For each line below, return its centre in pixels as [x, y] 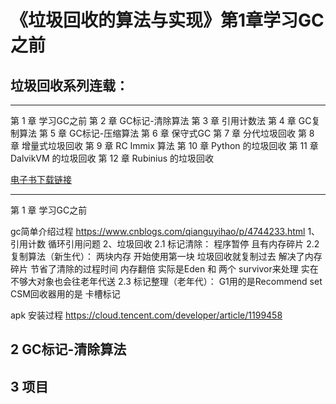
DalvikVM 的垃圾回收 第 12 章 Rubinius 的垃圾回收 [112, 158]
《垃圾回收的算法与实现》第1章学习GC [167, 20]
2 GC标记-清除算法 [68, 349]
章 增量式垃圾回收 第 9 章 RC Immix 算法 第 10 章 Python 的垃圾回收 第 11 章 [164, 145]
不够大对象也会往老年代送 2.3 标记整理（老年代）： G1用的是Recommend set [166, 281]
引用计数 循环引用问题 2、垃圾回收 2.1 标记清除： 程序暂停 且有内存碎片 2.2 [165, 244]
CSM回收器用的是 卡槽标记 [65, 294]
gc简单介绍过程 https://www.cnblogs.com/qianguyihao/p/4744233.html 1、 [165, 231]
